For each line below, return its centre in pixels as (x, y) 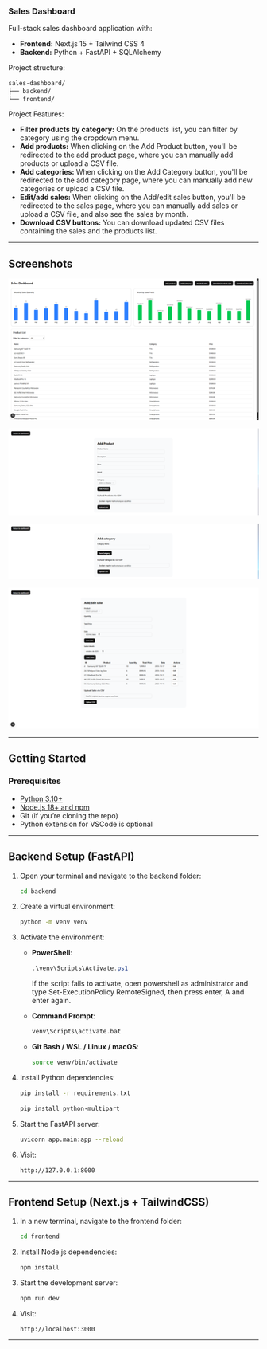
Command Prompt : (63, 1016)
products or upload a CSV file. (69, 163)
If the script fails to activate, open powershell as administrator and (140, 984)
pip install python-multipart (70, 1108)
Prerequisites (35, 781)
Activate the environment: (62, 937)
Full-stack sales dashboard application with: (80, 29)
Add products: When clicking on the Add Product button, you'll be (128, 147)
